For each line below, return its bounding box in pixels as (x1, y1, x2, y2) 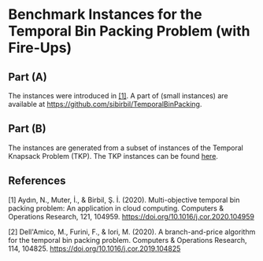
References (8, 175, 66, 188)
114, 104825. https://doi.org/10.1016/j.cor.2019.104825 (8, 244, 181, 253)
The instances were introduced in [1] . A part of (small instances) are (8, 91, 228, 100)
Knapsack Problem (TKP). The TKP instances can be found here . (8, 151, 219, 160)
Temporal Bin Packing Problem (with (8, 22, 250, 40)
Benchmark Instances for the (8, 6, 202, 24)
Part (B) (8, 122, 46, 135)
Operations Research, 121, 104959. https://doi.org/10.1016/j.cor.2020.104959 (8, 211, 254, 221)
